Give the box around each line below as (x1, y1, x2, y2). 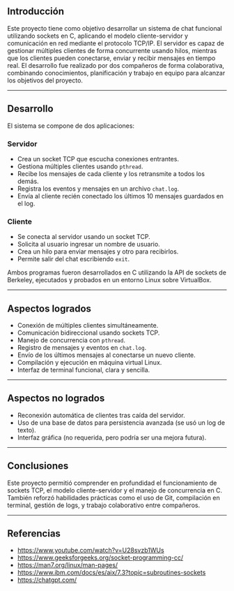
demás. (17, 177, 40, 185)
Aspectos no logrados (7, 393, 105, 404)
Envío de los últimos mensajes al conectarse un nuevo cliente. (17, 351, 196, 359)
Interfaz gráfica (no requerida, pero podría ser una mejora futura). (17, 433, 207, 442)
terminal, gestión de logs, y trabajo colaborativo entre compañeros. (7, 501, 201, 509)
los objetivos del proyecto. (7, 76, 84, 85)
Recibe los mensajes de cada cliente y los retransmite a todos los (17, 169, 205, 177)
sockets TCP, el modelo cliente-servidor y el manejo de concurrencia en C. (7, 486, 223, 495)
